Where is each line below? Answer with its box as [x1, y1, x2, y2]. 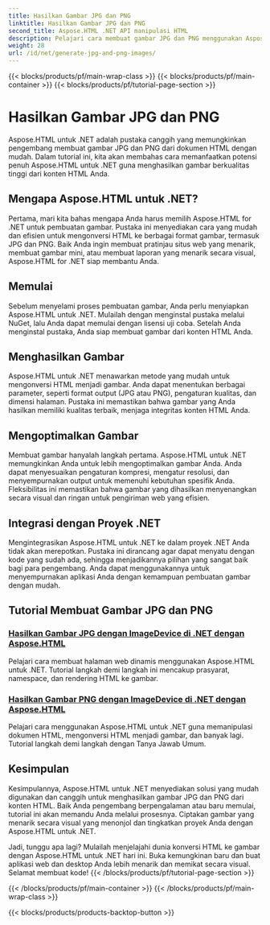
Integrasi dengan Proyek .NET [8, 516, 162, 530]
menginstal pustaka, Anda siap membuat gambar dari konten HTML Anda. [8, 327, 253, 337]
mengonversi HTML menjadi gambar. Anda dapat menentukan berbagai [8, 380, 246, 390]
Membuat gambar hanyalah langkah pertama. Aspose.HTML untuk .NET [8, 450, 247, 460]
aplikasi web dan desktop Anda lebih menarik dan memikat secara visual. [8, 859, 251, 869]
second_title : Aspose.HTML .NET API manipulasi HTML [8, 27, 189, 35]
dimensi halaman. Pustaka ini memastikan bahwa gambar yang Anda [8, 397, 235, 407]
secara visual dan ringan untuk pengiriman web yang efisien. [8, 493, 211, 503]
